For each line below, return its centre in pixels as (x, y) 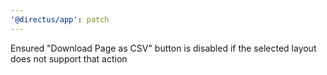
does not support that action (69, 58)
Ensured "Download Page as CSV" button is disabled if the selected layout (163, 48)
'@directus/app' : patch (60, 19)
